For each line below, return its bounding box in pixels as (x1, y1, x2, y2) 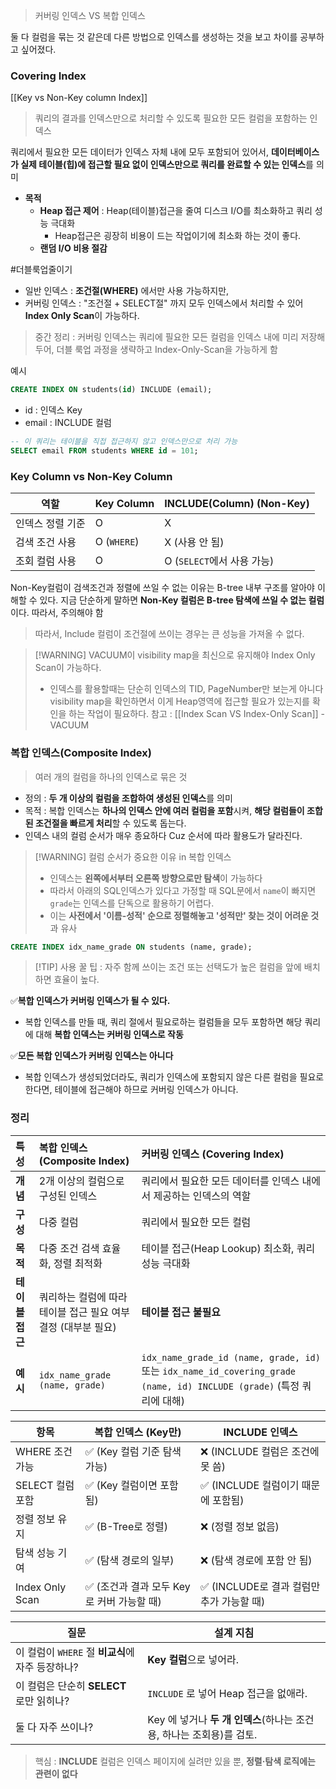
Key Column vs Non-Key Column (10, 469, 173, 483)
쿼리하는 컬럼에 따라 (38, 1290, 128, 1304)
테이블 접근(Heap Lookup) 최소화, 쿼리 (141, 1241, 316, 1255)
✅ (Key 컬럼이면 (84, 1478, 158, 1492)
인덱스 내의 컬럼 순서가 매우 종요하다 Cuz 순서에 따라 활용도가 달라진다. (24, 829, 303, 841)
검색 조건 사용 (15, 535, 77, 549)
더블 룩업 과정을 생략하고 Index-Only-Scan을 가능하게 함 (56, 344, 278, 356)
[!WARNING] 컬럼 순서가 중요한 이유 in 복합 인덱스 (34, 850, 232, 863)
